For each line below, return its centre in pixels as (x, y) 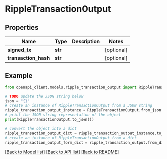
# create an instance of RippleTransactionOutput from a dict (71, 138)
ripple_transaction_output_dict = (41, 133)
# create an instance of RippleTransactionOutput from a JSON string (79, 106)
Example (19, 76)
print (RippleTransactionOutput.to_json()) (50, 120)
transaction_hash (29, 58)
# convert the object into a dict (41, 128)
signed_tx (20, 50)
